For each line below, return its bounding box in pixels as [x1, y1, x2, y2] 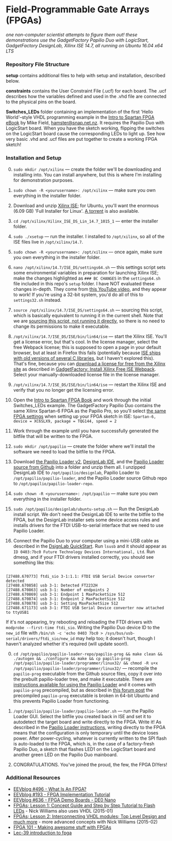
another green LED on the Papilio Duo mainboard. [13, 752, 118, 758]
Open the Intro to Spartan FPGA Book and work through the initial [13, 397, 152, 403]
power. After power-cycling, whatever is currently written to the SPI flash [13, 735, 167, 741]
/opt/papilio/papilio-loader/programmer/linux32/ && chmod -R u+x [13, 661, 158, 666]
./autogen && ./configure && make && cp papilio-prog [13, 656, 131, 661]
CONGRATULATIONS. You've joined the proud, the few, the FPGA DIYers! [13, 761, 168, 767]
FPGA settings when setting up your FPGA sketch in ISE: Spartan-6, [13, 413, 157, 419]
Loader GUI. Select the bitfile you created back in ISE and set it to [13, 713, 152, 719]
